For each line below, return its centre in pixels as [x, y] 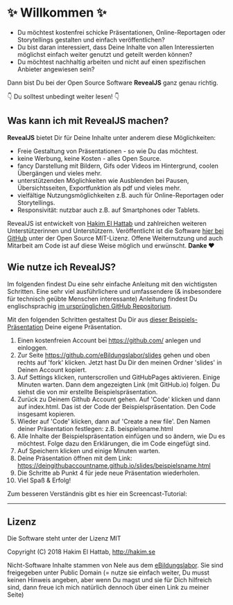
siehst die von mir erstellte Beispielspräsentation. [87, 392]
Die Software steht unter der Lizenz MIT [64, 538]
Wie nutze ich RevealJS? [62, 267]
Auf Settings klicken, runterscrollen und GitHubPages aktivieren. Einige [119, 377]
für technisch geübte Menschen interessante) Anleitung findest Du [102, 299]
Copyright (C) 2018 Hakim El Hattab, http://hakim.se [81, 552]
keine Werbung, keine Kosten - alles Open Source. [89, 158]
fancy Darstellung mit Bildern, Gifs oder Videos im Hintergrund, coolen [118, 166]
